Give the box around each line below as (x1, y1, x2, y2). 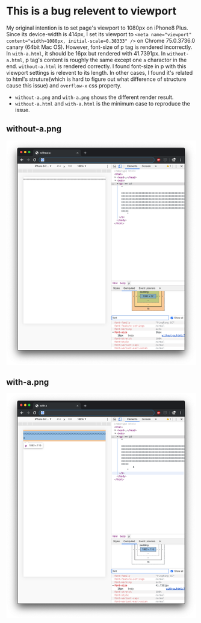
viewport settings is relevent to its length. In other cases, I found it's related (6, 69, 193, 76)
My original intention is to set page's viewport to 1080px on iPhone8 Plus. (6, 24, 188, 31)
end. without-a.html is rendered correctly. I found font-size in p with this (6, 62, 187, 70)
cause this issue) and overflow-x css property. (6, 81, 122, 89)
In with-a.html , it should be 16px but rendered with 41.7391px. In (6, 49, 166, 57)
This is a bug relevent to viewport (6, 4, 176, 18)
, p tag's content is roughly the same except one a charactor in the (22, 56, 187, 63)
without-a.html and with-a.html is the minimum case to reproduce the (14, 100, 191, 107)
